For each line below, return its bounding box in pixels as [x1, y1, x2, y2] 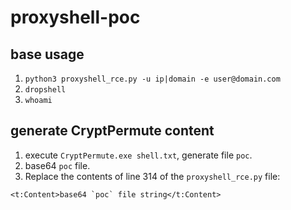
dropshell [24, 85, 67, 95]
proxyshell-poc [10, 6, 141, 29]
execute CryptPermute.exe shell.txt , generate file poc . [24, 149, 253, 161]
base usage [10, 46, 85, 63]
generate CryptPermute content [10, 122, 215, 140]
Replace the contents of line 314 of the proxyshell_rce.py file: [24, 170, 281, 182]
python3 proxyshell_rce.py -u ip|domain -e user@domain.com [24, 74, 281, 84]
